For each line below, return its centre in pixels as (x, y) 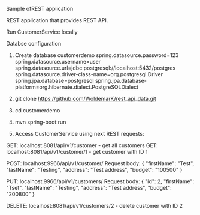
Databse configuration (34, 44)
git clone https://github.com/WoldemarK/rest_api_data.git (86, 99)
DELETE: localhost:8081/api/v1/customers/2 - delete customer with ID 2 (94, 206)
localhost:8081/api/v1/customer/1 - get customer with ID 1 (77, 152)
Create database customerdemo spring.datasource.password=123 (97, 55)
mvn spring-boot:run (40, 122)
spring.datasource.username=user (57, 62)
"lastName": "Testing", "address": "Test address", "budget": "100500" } (94, 170)
